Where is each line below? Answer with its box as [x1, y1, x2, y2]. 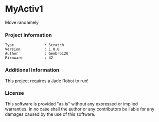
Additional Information [5, 67, 60, 73]
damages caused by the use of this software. [5, 111, 96, 117]
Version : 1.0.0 [5, 47, 60, 52]
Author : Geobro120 [5, 51, 69, 56]
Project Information [5, 32, 52, 38]
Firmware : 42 [5, 55, 53, 60]
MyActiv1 [5, 3, 43, 15]
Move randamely [5, 19, 39, 25]
